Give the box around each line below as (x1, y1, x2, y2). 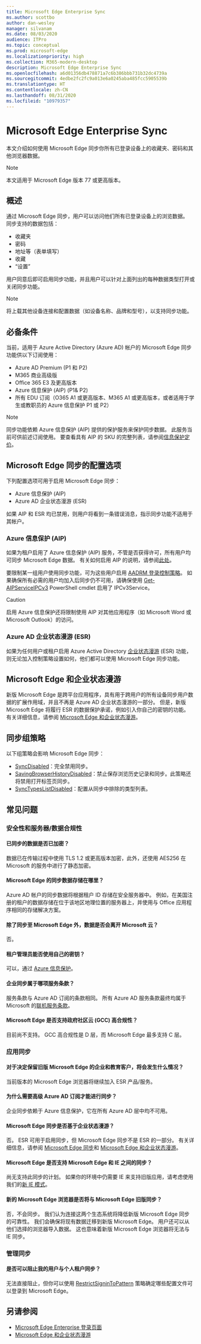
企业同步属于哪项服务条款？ (6, 979, 75, 987)
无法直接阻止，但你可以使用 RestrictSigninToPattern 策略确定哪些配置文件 (6, 1279, 188, 1287)
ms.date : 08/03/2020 (6, 31, 58, 37)
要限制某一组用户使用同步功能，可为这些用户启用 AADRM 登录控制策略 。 (6, 569, 186, 577)
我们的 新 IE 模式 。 (6, 1181, 51, 1188)
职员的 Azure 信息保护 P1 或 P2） (31, 401, 112, 409)
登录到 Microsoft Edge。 (11, 1287, 72, 1294)
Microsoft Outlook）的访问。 (6, 616, 77, 623)
